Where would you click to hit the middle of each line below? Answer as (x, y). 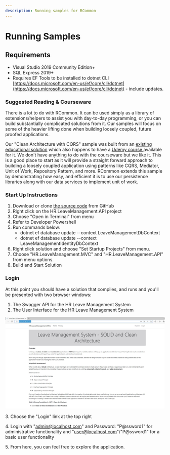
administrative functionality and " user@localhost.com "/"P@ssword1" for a (82, 432)
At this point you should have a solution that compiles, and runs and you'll (82, 289)
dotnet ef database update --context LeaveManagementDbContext (90, 233)
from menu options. (33, 260)
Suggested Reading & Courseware (48, 102)
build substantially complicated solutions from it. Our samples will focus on (83, 123)
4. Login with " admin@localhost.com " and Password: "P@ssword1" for (79, 426)
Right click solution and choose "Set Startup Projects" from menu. (81, 249)
